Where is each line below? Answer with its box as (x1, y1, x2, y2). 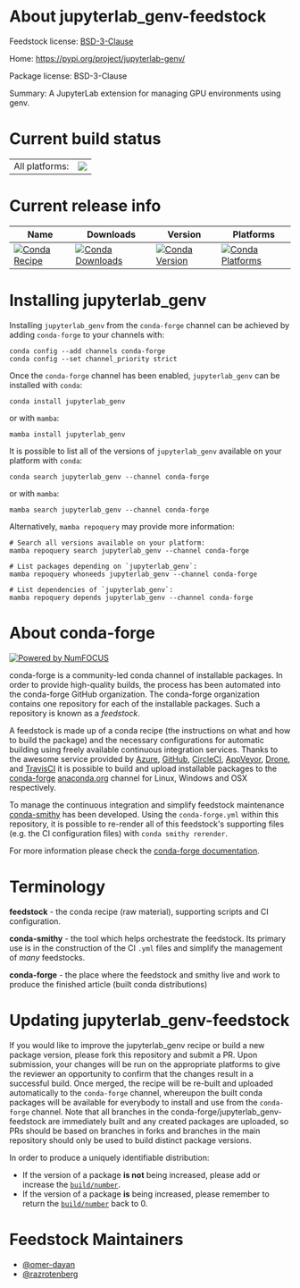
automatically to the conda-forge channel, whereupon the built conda (9, 1087, 263, 1097)
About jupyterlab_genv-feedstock (9, 6, 267, 27)
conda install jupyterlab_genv (9, 396, 126, 406)
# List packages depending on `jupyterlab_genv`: (9, 562, 198, 571)
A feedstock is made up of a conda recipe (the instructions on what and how (9, 724, 291, 735)
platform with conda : (9, 454, 83, 466)
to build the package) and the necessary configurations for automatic (9, 734, 265, 745)
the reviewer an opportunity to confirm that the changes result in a (9, 1068, 254, 1079)
